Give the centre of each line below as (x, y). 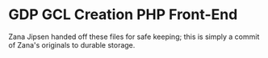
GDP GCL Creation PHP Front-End (123, 15)
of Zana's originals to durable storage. (72, 44)
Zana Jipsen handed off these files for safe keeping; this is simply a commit (134, 37)
